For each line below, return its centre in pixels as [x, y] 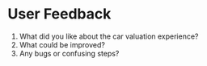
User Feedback [59, 14]
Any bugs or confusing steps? [69, 53]
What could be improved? [62, 44]
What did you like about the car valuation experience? [109, 36]
